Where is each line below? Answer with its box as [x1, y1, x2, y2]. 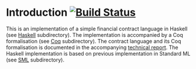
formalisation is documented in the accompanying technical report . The [6, 44, 178, 51]
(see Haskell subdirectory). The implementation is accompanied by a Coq [6, 31, 183, 38]
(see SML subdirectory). [6, 56, 64, 63]
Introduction [6, 6, 68, 19]
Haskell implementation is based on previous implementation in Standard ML [6, 50, 191, 57]
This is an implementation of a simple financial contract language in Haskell [6, 25, 188, 32]
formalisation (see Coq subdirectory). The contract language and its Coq [6, 37, 181, 44]
